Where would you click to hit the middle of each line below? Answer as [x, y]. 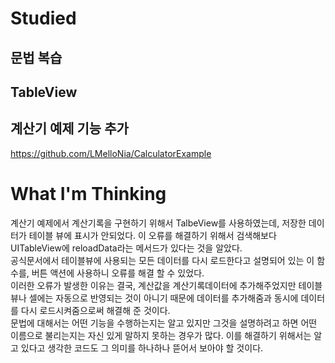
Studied [43, 18]
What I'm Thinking [88, 193]
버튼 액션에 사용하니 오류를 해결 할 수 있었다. [118, 273]
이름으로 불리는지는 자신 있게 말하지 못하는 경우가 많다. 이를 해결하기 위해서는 [161, 335]
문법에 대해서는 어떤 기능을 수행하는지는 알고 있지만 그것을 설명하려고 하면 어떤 [164, 323]
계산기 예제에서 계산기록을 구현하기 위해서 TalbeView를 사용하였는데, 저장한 [158, 223]
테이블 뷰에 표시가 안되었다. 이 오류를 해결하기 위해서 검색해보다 [152, 235]
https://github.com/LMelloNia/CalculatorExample [111, 153]
